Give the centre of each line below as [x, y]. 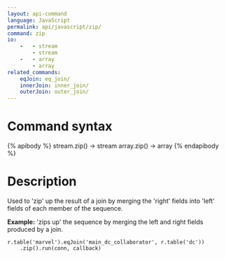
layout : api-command [37, 14]
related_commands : [34, 72]
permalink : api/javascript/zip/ [54, 27]
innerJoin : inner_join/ [55, 85]
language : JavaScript [39, 20]
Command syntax [60, 126]
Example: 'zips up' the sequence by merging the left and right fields [105, 222]
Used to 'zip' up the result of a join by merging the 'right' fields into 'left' [111, 201]
